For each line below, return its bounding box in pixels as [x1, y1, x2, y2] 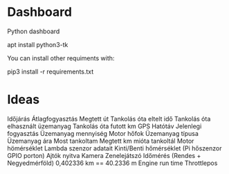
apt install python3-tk [7, 40, 68, 49]
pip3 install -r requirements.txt [7, 67, 94, 76]
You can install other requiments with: [7, 53, 115, 62]
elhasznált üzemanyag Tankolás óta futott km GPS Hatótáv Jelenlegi [7, 122, 202, 130]
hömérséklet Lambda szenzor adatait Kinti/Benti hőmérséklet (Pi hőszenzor [7, 143, 222, 153]
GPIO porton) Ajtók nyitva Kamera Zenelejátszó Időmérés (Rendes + [7, 151, 201, 159]
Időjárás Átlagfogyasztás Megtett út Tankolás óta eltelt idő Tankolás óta [7, 114, 211, 123]
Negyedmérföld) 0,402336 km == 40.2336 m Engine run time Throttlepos [7, 159, 218, 167]
